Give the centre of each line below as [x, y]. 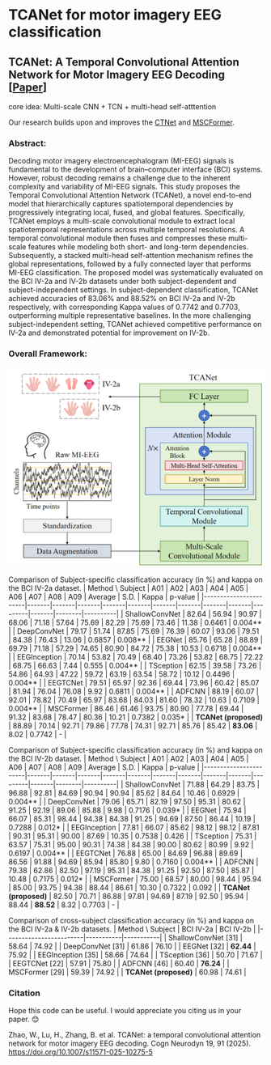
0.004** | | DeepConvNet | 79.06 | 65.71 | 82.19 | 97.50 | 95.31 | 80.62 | [127, 801]
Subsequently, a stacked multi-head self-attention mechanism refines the [131, 256]
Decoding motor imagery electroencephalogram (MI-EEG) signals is [121, 161]
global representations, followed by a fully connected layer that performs [130, 264]
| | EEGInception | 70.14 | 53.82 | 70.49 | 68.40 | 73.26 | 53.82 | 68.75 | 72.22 [136, 656]
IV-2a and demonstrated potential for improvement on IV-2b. [109, 333]
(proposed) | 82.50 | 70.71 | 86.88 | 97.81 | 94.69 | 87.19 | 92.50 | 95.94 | [129, 896]
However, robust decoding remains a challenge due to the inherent [119, 178]
